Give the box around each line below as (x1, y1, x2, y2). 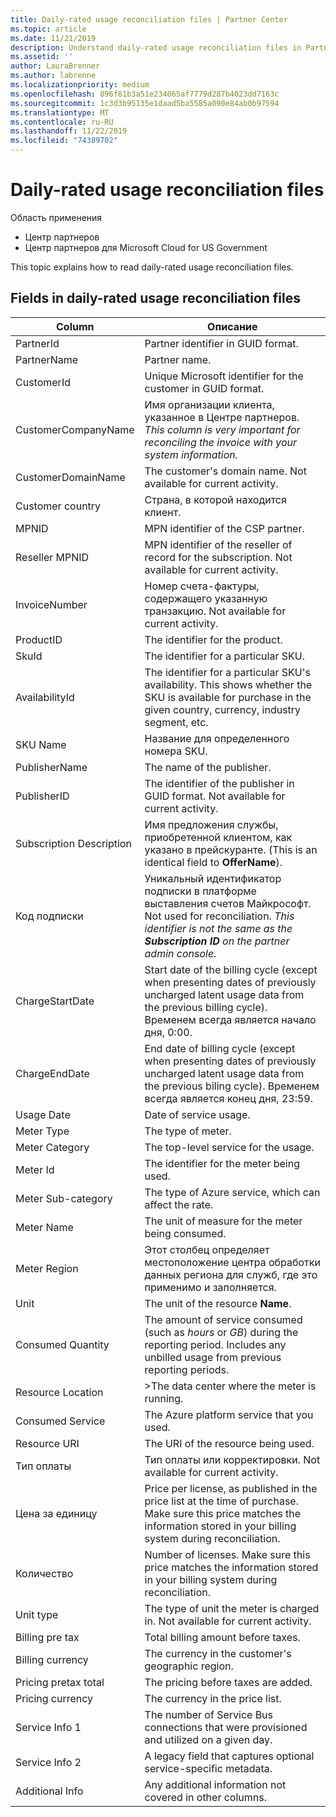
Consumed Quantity (15, 1337, 110, 1351)
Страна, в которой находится (144, 492, 287, 506)
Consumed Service (15, 1414, 106, 1428)
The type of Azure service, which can (144, 1185, 321, 1199)
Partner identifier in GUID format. (144, 336, 299, 350)
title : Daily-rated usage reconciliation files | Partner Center (10, 14, 288, 25)
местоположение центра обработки (144, 1255, 321, 1269)
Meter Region (15, 1261, 79, 1275)
